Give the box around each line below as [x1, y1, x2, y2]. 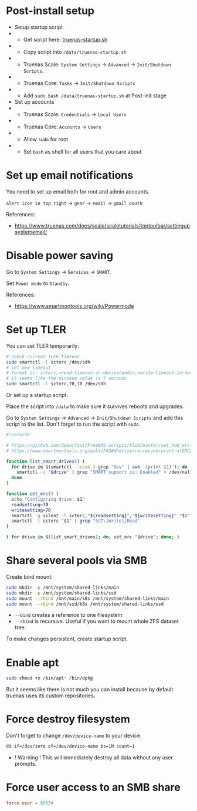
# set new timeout [6, 365, 51, 371]
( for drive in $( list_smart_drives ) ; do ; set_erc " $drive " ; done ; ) [6, 534, 180, 540]
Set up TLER [6, 323, 66, 336]
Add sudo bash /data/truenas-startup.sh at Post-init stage [23, 92, 167, 99]
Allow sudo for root [23, 135, 69, 142]
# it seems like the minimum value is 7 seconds [6, 375, 127, 382]
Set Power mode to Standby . [6, 280, 70, 287]
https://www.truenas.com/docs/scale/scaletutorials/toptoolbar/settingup [14, 222, 190, 229]
